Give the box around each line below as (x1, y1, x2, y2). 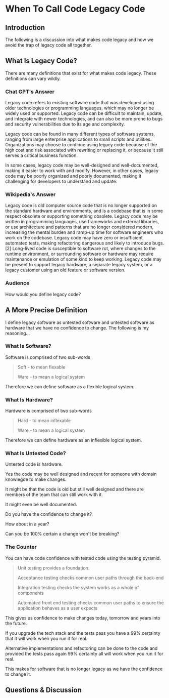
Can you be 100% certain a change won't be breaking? (5, 531, 120, 537)
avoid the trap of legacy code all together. (5, 42, 92, 48)
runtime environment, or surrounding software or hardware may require (5, 251, 154, 257)
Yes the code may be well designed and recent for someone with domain (5, 471, 157, 477)
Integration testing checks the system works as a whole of (17, 584, 139, 590)
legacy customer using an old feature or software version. (5, 267, 126, 273)
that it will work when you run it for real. (5, 635, 88, 641)
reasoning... (5, 330, 30, 336)
